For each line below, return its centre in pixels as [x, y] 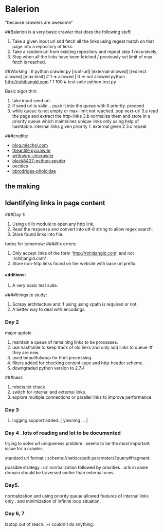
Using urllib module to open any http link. [53, 224]
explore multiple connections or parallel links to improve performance [82, 397]
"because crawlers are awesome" [39, 22]
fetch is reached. [29, 62]
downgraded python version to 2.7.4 [48, 368]
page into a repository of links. [43, 46]
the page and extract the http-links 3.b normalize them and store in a [81, 116]
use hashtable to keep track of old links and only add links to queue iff [82, 347]
